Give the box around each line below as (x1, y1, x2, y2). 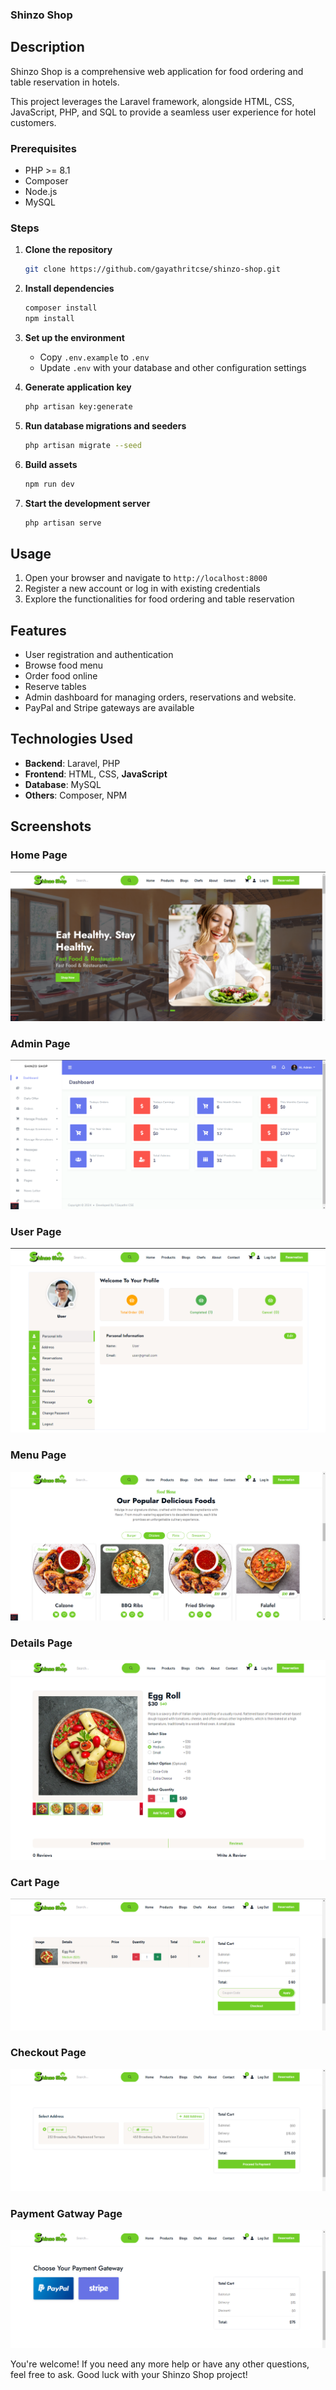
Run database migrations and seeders (24, 419, 187, 432)
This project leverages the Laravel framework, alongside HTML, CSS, (10, 95, 295, 107)
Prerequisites (10, 141, 77, 155)
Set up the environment (24, 331, 125, 343)
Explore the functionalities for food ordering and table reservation (24, 593, 295, 605)
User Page (10, 1224, 62, 1238)
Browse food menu (24, 659, 104, 672)
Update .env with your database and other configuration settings (39, 361, 307, 373)
